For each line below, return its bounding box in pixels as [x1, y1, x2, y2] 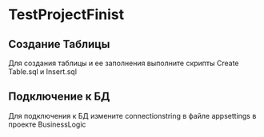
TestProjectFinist [8, 6, 125, 24]
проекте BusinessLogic [8, 119, 86, 129]
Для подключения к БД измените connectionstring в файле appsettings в [8, 111, 257, 120]
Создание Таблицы [8, 37, 110, 51]
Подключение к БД [8, 90, 110, 104]
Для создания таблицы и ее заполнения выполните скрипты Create [8, 58, 239, 68]
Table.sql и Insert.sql [8, 67, 78, 76]
